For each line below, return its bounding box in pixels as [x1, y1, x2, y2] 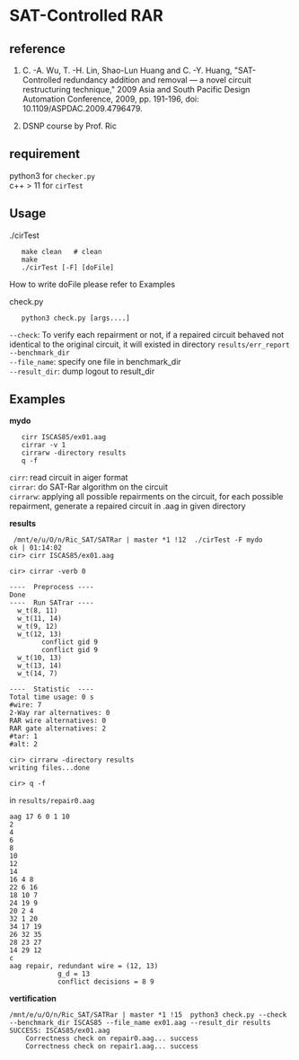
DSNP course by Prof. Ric [22, 120, 117, 131]
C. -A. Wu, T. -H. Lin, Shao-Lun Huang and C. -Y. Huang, [22, 65, 233, 75]
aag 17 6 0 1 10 [9, 812, 70, 822]
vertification [9, 994, 57, 1004]
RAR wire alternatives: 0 [9, 716, 106, 726]
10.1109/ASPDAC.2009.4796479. [22, 103, 143, 113]
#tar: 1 [9, 732, 39, 741]
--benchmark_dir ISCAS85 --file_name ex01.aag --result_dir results [9, 1019, 271, 1028]
